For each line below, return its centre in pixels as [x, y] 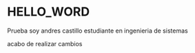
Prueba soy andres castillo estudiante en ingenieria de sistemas [97, 31]
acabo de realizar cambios [45, 43]
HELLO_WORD [49, 12]
